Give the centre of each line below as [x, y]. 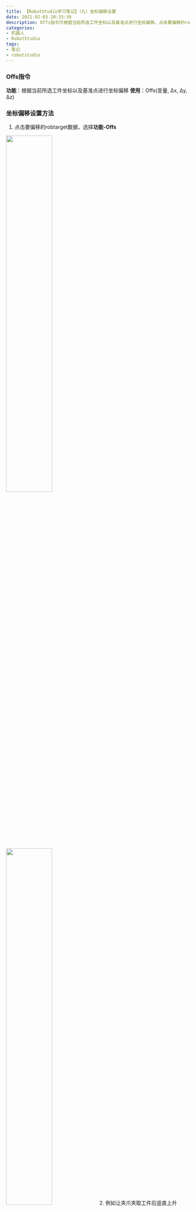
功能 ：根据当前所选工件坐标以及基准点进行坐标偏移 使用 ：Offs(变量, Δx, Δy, [97, 90]
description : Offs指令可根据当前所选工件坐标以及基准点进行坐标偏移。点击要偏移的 [96, 22]
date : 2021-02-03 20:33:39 [39, 17]
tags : [13, 44]
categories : [20, 28]
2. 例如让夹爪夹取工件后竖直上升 [138, 1203]
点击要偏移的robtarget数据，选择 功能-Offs [65, 127]
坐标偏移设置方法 [30, 113]
